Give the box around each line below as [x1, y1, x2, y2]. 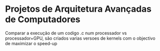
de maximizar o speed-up [5, 40, 58, 46]
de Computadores [5, 14, 81, 25]
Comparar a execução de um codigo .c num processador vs [5, 30, 127, 36]
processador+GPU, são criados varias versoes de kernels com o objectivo [5, 35, 156, 41]
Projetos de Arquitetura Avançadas [5, 3, 152, 15]
